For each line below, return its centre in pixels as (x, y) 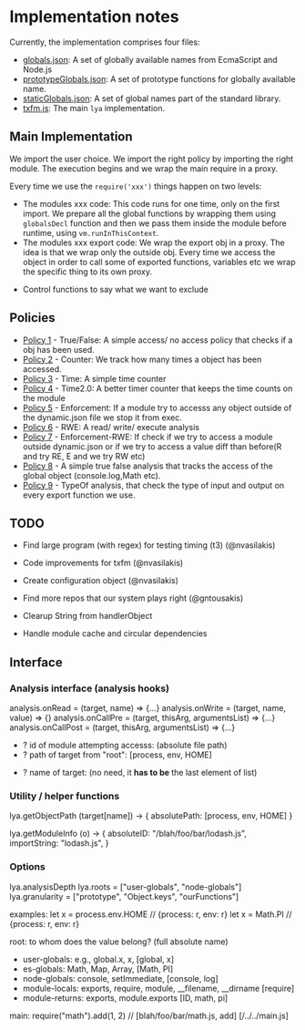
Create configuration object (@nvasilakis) (101, 581)
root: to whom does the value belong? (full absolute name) (119, 942)
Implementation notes (94, 17)
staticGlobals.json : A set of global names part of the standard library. (152, 98)
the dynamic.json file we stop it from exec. (102, 417)
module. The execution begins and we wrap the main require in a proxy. (144, 168)
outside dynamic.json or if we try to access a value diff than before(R (152, 446)
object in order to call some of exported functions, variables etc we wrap (159, 262)
